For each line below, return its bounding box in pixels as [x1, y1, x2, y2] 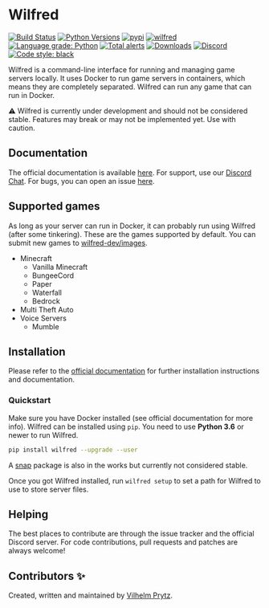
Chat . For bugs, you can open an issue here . [8, 176, 155, 186]
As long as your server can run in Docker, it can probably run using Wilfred [8, 221, 255, 231]
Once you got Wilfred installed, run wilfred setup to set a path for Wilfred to [8, 475, 261, 485]
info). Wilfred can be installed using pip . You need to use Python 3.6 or [8, 422, 245, 431]
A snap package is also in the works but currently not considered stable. [8, 460, 248, 470]
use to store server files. [8, 484, 89, 494]
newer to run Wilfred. [8, 430, 79, 439]
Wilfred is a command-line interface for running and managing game [8, 64, 235, 74]
